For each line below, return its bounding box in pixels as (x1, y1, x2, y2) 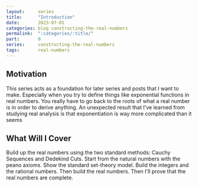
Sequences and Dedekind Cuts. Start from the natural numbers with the (6, 155, 181, 163)
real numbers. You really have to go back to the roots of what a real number (6, 97, 190, 104)
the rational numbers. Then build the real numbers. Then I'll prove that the (6, 168, 186, 175)
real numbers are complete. (6, 174, 74, 181)
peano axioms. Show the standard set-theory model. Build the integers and (6, 162, 189, 169)
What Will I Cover (6, 133, 72, 143)
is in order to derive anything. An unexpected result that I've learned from (6, 104, 185, 111)
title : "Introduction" (6, 14, 76, 20)
